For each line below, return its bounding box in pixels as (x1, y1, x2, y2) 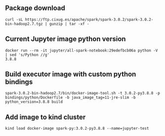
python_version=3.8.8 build (5, 99, 63, 104)
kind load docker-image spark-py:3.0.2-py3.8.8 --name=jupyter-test (5, 126, 149, 131)
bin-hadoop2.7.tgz (5, 21, 43, 26)
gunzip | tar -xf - (49, 21, 90, 26)
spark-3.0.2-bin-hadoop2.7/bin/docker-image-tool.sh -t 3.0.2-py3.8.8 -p (5, 91, 161, 96)
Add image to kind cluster (5, 113, 86, 121)
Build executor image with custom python (5, 70, 136, 79)
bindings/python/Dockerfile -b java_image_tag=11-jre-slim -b (5, 95, 136, 100)
